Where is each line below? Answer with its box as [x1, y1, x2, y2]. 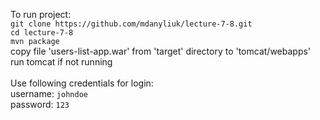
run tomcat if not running [10, 56, 113, 68]
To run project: [10, 9, 72, 20]
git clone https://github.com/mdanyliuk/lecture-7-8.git [10, 19, 253, 29]
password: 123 [10, 99, 70, 110]
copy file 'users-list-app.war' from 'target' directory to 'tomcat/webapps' [10, 45, 312, 57]
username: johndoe [10, 88, 88, 99]
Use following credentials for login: [10, 77, 154, 89]
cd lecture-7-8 [10, 28, 74, 38]
